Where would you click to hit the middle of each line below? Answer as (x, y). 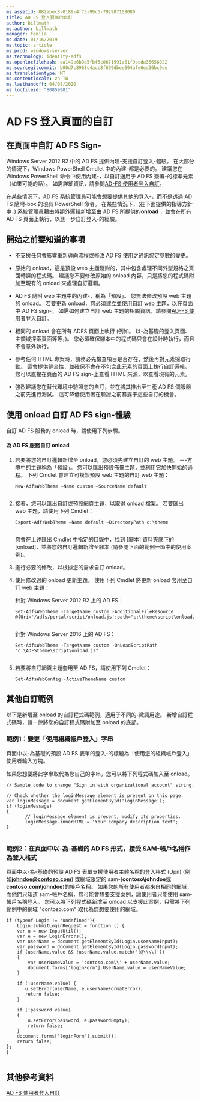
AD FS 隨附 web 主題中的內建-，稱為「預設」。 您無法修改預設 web (97, 295)
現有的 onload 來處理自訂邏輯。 (64, 283)
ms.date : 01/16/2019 (32, 40)
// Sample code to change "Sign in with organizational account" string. (100, 785)
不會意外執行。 (33, 346)
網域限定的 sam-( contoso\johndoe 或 (126, 879)
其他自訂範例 (30, 699)
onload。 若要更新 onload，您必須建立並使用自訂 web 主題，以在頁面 (107, 303)
